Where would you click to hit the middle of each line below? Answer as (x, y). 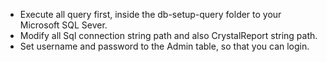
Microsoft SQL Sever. (63, 25)
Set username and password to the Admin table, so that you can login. (164, 46)
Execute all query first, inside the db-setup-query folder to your (150, 14)
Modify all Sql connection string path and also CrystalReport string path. (168, 35)
